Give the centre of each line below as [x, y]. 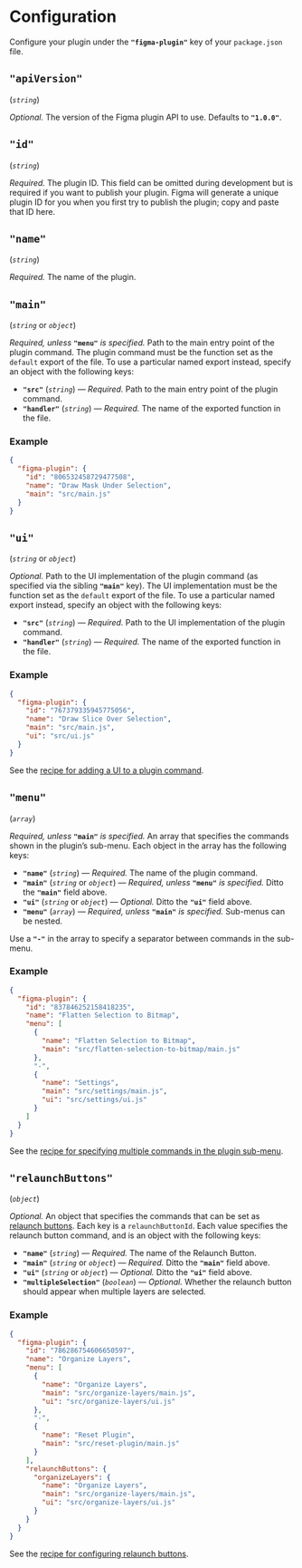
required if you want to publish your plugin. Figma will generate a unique [144, 192]
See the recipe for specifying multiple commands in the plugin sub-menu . [146, 1151]
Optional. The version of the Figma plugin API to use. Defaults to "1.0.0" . [146, 117]
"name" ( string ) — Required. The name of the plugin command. [140, 873]
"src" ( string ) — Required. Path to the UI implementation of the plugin [154, 623]
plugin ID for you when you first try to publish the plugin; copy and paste [144, 202]
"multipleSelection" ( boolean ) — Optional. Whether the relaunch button [157, 1282]
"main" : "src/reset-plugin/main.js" [111, 1444]
